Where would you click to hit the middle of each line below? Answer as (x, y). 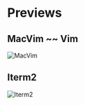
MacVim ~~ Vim (43, 39)
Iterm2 (22, 77)
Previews (35, 13)
